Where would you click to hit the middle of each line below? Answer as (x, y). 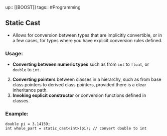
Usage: (14, 53)
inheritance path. (30, 90)
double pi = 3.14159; (28, 124)
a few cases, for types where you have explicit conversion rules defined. (87, 40)
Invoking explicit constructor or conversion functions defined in (79, 95)
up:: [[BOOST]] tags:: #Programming (43, 7)
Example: (17, 114)
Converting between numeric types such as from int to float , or (81, 64)
